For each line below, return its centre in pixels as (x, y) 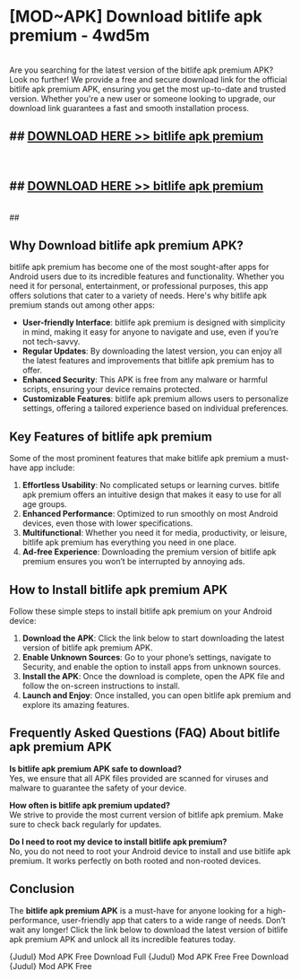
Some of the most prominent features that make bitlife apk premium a (137, 459)
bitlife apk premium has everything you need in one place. (129, 542)
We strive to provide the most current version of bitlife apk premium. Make (146, 815)
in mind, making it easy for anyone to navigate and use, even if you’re (150, 332)
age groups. (44, 504)
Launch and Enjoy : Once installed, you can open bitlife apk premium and (157, 695)
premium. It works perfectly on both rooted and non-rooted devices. (135, 861)
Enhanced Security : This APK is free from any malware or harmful (145, 380)
